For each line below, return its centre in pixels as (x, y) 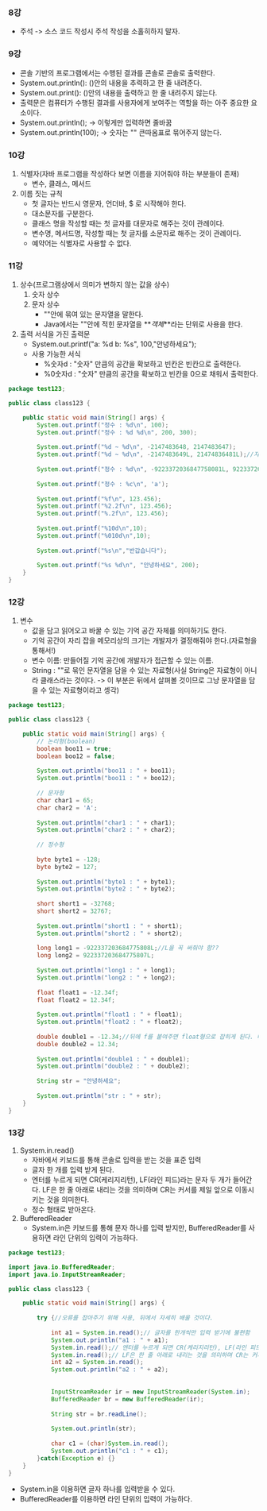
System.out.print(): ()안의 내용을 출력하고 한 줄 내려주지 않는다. (118, 92)
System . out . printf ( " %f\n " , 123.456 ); (99, 499)
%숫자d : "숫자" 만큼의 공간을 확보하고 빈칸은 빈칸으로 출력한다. (142, 364)
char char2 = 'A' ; (67, 808)
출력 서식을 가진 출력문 (55, 334)
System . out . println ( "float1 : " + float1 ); (110, 1014)
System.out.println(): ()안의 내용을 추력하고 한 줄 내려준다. (111, 83)
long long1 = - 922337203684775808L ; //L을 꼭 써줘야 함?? (128, 948)
